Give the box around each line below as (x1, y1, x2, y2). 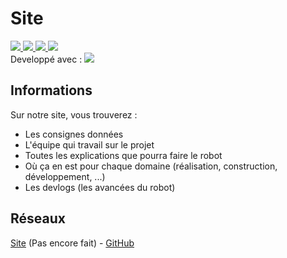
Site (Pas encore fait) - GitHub (10, 237, 135, 249)
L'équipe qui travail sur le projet (24, 138, 155, 151)
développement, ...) (24, 170, 106, 182)
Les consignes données (24, 128, 124, 140)
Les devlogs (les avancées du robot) (24, 181, 176, 193)
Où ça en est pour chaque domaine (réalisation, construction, (24, 160, 278, 172)
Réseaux (10, 210, 66, 227)
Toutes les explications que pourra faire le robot (24, 149, 223, 161)
